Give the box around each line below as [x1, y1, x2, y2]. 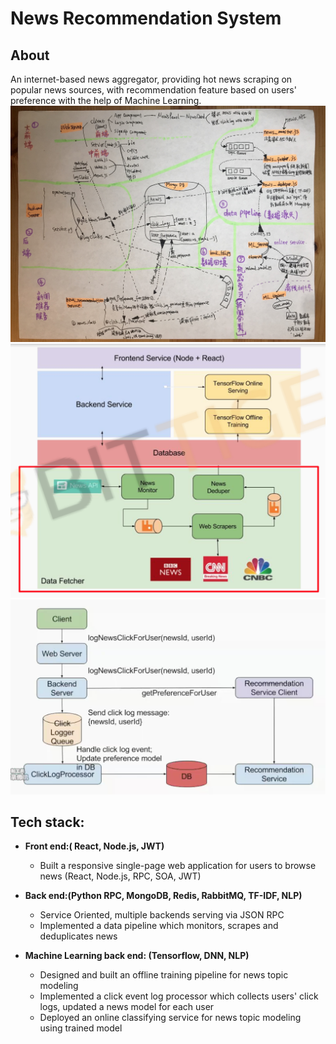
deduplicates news [39, 930, 118, 942]
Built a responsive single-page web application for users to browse [39, 860, 317, 872]
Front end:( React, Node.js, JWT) [24, 840, 165, 852]
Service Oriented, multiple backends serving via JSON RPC [39, 909, 285, 921]
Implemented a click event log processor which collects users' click [39, 990, 319, 1002]
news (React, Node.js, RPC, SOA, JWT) [39, 870, 202, 882]
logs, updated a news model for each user [39, 1001, 215, 1013]
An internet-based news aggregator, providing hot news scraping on [10, 73, 293, 85]
